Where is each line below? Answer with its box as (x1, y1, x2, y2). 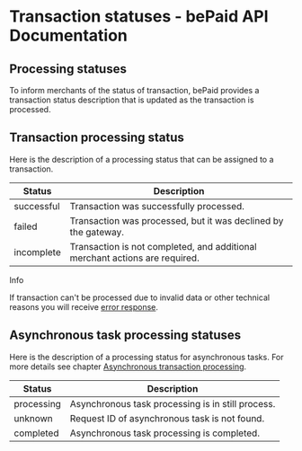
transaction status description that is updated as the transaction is (9, 94, 254, 105)
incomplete (13, 245, 61, 258)
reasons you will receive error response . (9, 301, 159, 312)
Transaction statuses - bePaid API (9, 6, 269, 27)
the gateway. (69, 225, 124, 238)
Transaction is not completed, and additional (69, 240, 258, 252)
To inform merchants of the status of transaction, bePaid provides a (9, 85, 260, 95)
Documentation (9, 25, 129, 46)
